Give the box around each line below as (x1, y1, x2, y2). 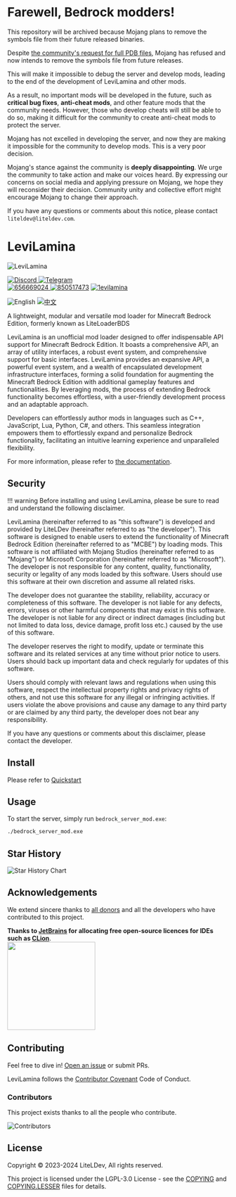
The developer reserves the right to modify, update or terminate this (7, 642, 204, 650)
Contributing (7, 1042, 65, 1054)
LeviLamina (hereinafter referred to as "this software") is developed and (7, 517, 216, 526)
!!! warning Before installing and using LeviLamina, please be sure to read (7, 496, 220, 505)
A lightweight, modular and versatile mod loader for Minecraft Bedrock (7, 311, 211, 320)
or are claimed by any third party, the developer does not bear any (7, 708, 199, 716)
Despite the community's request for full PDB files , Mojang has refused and (7, 49, 226, 57)
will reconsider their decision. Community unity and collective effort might (7, 185, 221, 194)
